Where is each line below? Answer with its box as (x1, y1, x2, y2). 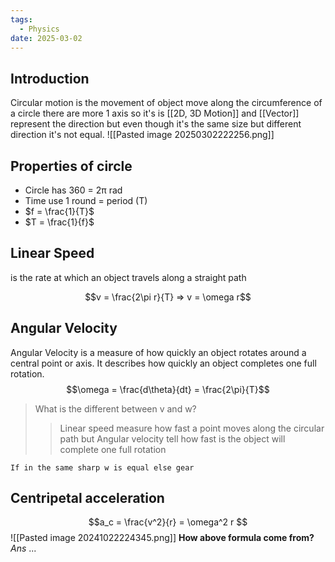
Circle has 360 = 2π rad (24, 184, 123, 196)
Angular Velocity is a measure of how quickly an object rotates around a (10, 346, 307, 358)
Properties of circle (10, 157, 133, 175)
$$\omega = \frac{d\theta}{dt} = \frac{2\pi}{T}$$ (66, 383, 270, 395)
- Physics (19, 24, 60, 34)
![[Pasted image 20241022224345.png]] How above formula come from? (10, 532, 315, 544)
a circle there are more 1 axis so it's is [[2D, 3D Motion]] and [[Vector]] (10, 107, 300, 120)
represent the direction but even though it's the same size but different (10, 118, 302, 130)
